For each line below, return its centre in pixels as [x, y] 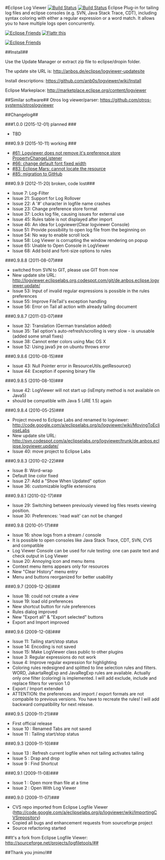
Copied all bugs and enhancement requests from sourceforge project [82, 823]
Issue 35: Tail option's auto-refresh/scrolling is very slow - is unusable [83, 331]
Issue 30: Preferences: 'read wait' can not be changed [67, 516]
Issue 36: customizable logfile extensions [54, 486]
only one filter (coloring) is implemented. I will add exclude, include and [84, 678]
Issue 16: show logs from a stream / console [57, 535]
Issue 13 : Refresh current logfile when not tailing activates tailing [78, 753]
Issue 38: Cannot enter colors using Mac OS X [59, 341]
